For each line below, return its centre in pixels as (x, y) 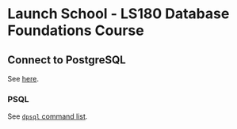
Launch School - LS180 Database (118, 14)
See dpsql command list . (48, 116)
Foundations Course (76, 30)
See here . (23, 79)
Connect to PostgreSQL (67, 60)
